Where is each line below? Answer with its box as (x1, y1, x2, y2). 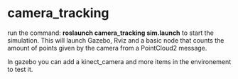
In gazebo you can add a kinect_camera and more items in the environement (7, 57, 232, 65)
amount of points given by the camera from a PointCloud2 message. (7, 43, 207, 52)
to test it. (7, 65, 33, 73)
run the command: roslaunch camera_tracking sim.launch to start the (7, 28, 215, 37)
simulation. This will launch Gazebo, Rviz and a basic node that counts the (7, 36, 225, 44)
